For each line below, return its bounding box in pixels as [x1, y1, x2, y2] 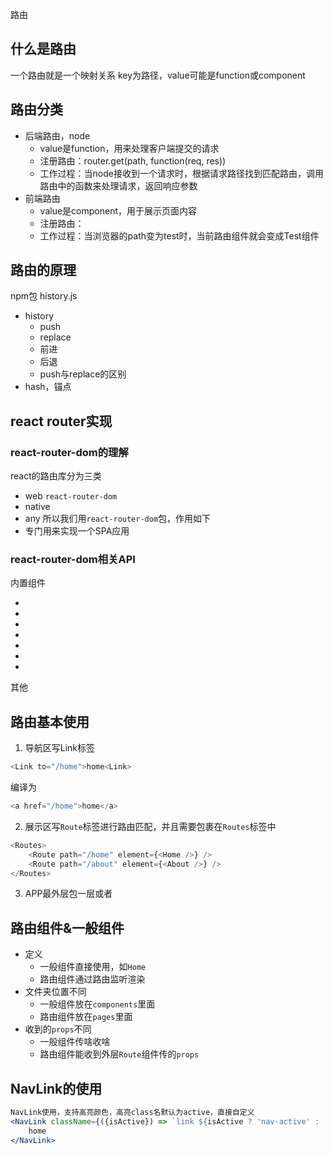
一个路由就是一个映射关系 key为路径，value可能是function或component [10, 69, 306, 81]
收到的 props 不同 [24, 1023, 92, 1035]
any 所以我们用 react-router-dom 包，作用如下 [24, 513, 212, 525]
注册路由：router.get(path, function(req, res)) [39, 154, 227, 167]
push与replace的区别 [39, 368, 127, 380]
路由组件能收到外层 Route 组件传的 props [39, 1048, 200, 1060]
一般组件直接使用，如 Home [39, 961, 147, 973]
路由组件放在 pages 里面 [39, 1011, 133, 1023]
